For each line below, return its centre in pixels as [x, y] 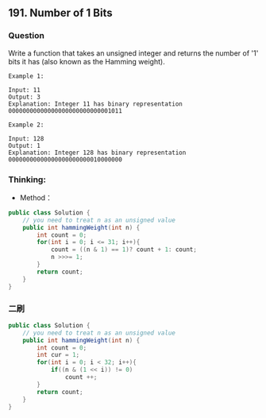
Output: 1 [25, 145]
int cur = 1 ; [58, 355]
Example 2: [26, 125]
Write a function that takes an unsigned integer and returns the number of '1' [133, 53]
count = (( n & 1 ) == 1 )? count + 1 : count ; [123, 250]
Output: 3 [25, 97]
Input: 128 [26, 138]
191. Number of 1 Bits [60, 13]
